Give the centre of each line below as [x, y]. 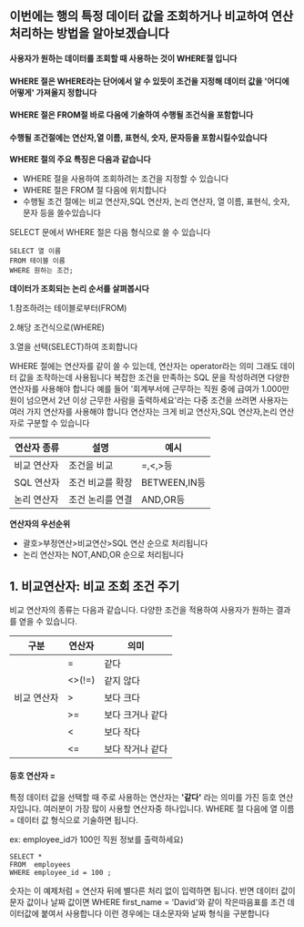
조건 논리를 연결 [101, 500]
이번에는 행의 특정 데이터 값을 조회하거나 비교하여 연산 [152, 16]
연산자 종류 [37, 448]
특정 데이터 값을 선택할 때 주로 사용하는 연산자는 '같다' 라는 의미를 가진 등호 [143, 798]
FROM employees [40, 865]
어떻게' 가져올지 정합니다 [53, 92]
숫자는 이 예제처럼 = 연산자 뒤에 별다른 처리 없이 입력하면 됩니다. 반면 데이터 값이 [152, 891]
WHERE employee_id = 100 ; [61, 873]
